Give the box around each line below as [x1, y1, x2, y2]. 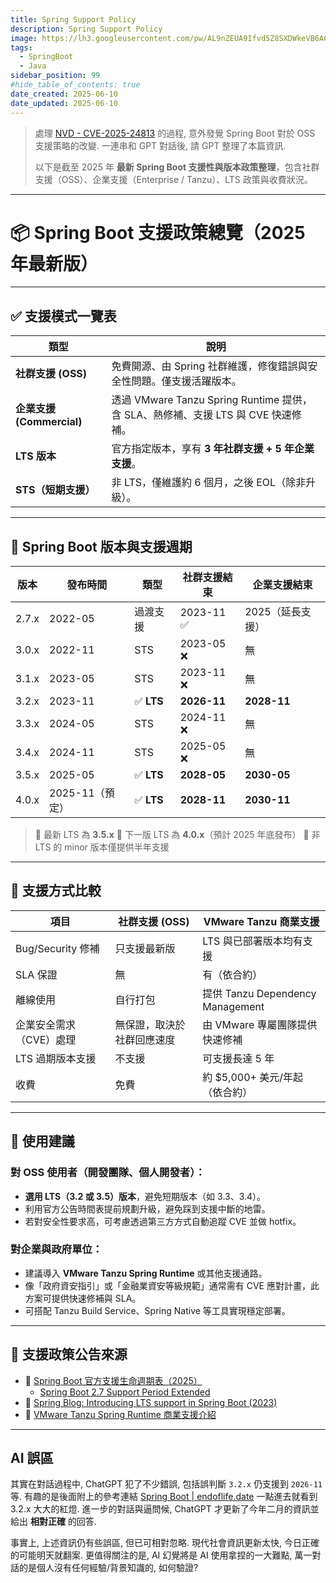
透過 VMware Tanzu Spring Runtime [111, 393, 280, 407]
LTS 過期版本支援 [15, 1051, 97, 1065]
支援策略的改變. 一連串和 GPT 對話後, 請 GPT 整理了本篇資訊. [34, 139, 287, 151]
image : [10, 33, 38, 43]
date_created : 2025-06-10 [10, 89, 118, 99]
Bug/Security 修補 [15, 941, 100, 955]
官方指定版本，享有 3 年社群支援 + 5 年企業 [111, 442, 315, 456]
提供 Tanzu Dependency [202, 986, 317, 1000]
